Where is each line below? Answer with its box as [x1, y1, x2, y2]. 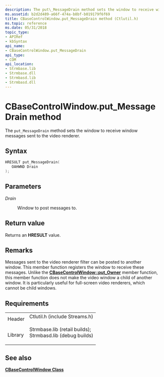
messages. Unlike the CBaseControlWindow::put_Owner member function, [5, 269, 158, 275]
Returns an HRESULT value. [5, 232, 61, 238]
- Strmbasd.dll [5, 80, 36, 85]
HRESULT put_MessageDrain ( [5, 160, 60, 165]
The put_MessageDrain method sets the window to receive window [5, 128, 138, 133]
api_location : [5, 62, 34, 67]
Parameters [5, 182, 41, 191]
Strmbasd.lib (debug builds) [29, 332, 94, 339]
